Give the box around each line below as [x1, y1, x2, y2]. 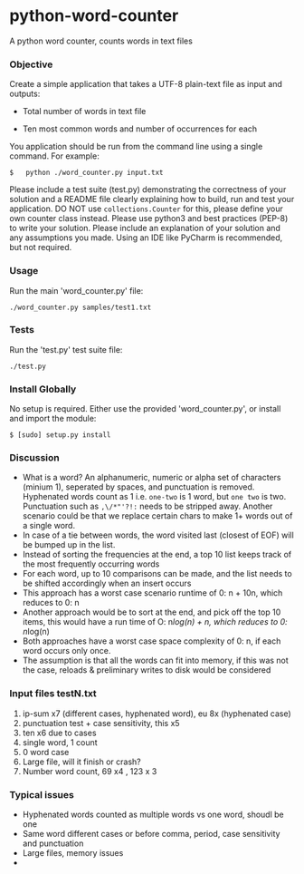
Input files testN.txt [9, 687, 97, 700]
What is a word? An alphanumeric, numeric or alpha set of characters [22, 472, 281, 483]
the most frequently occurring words [22, 558, 160, 569]
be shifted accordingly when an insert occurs [22, 578, 192, 589]
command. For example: [9, 151, 100, 161]
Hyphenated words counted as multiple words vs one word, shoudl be [22, 809, 285, 821]
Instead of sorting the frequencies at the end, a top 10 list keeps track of [22, 549, 292, 560]
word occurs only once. [22, 646, 111, 656]
